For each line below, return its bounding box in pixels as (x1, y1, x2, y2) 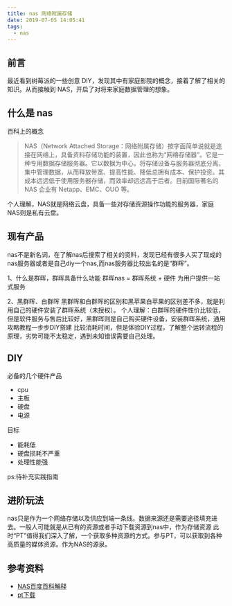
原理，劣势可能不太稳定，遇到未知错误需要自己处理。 (7, 332, 159, 340)
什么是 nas (7, 107, 53, 119)
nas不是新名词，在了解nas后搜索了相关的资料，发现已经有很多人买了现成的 (7, 250, 222, 258)
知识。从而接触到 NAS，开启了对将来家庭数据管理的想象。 (7, 85, 174, 93)
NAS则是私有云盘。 (7, 208, 63, 217)
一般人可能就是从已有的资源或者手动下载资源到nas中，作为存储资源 (19, 523, 212, 531)
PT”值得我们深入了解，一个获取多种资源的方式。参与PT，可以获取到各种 (16, 531, 223, 540)
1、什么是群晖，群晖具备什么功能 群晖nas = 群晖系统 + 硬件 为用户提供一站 (7, 274, 220, 282)
